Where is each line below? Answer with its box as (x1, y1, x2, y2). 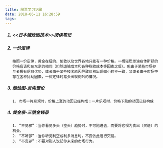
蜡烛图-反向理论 (12, 85, 45, 91)
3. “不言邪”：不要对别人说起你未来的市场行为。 (12, 139, 96, 144)
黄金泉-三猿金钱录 (12, 109, 49, 115)
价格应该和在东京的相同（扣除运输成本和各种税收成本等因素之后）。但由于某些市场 (12, 64, 153, 69)
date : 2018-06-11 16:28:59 (5, 12, 60, 17)
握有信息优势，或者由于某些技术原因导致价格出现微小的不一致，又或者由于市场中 (19, 69, 158, 74)
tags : (5, 16, 16, 21)
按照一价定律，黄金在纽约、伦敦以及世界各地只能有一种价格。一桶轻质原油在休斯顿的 (12, 59, 158, 63)
